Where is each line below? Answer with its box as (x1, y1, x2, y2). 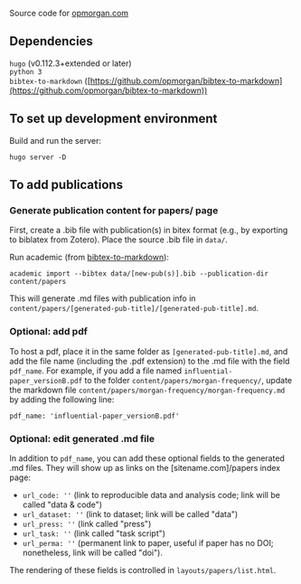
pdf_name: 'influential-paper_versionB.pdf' (9, 411, 180, 420)
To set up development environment (9, 111, 218, 127)
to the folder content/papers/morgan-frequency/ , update (84, 374, 292, 385)
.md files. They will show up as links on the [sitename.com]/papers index (9, 462, 281, 473)
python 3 (9, 67, 42, 76)
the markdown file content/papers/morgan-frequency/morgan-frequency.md (9, 384, 286, 395)
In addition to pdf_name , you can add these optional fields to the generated (9, 452, 285, 464)
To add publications (9, 177, 124, 193)
